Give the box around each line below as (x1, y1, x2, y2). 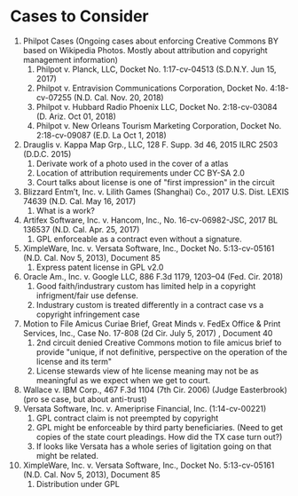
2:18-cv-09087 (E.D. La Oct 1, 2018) (35, 130, 167, 140)
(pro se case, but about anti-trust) (22, 393, 147, 405)
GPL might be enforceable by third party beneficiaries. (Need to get (35, 421, 283, 432)
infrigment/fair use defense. (35, 290, 138, 301)
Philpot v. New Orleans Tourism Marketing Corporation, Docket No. (35, 120, 282, 130)
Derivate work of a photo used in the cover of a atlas (35, 158, 229, 169)
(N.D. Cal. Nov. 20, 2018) (73, 91, 164, 103)
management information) (22, 54, 119, 65)
